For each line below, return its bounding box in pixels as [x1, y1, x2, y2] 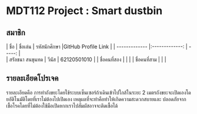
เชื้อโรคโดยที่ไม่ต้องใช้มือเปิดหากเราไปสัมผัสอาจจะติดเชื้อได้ [6, 102, 118, 109]
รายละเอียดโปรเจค [6, 73, 59, 83]
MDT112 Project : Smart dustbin [6, 4, 163, 18]
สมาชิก [6, 28, 25, 38]
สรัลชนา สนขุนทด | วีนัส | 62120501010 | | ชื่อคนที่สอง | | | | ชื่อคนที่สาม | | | [9, 56, 166, 63]
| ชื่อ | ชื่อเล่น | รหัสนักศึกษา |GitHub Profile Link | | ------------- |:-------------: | [6, 43, 188, 50]
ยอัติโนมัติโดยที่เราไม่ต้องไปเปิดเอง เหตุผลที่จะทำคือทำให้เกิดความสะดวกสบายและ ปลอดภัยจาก [6, 95, 186, 102]
